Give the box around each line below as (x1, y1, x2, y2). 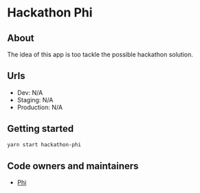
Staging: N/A (16, 95, 54, 104)
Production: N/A (16, 103, 63, 111)
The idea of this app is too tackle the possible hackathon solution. (7, 50, 194, 58)
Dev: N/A (16, 88, 43, 97)
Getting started (7, 123, 74, 135)
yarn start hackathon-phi (7, 141, 81, 148)
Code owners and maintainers (7, 160, 139, 172)
